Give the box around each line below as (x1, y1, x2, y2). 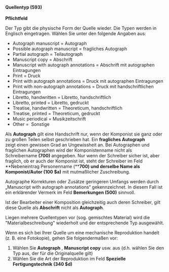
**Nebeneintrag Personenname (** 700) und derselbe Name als (5, 163, 140, 169)
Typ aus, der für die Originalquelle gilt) (12, 250, 93, 256)
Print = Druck (12, 73, 40, 79)
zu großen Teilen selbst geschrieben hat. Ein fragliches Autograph (5, 137, 145, 143)
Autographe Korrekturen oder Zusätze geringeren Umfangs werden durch (5, 179, 159, 185)
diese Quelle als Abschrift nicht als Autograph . (5, 205, 104, 211)
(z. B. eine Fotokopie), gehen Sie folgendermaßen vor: (5, 235, 118, 241)
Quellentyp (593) (5, 4, 42, 10)
